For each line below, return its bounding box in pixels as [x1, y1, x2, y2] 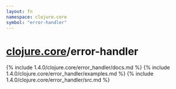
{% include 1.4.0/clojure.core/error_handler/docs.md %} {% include [6, 64, 170, 71]
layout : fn [6, 8, 33, 15]
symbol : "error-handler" [6, 19, 67, 25]
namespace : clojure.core [6, 14, 67, 20]
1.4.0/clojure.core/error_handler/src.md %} [6, 77, 110, 84]
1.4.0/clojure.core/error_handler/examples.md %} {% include [6, 70, 154, 77]
